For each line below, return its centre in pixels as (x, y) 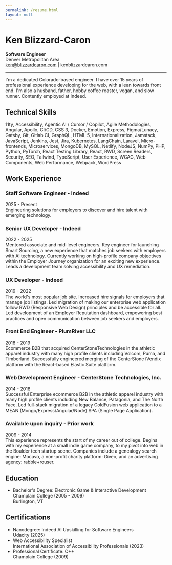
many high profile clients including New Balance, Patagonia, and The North (84, 400)
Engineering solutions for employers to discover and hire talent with (77, 210)
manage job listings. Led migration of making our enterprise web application (86, 302)
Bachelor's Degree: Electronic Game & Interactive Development (80, 490)
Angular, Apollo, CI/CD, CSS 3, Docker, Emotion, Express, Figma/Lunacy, (82, 130)
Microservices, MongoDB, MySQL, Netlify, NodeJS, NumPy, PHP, (97, 146)
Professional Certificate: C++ (43, 551)
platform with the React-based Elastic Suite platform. (61, 364)
